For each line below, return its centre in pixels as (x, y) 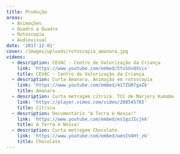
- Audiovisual (29, 40)
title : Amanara (36, 91)
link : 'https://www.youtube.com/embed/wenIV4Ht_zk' (83, 136)
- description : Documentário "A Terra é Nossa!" (74, 113)
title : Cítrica (36, 108)
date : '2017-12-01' (31, 46)
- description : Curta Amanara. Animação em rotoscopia (82, 79)
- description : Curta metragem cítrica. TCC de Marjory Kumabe (93, 96)
